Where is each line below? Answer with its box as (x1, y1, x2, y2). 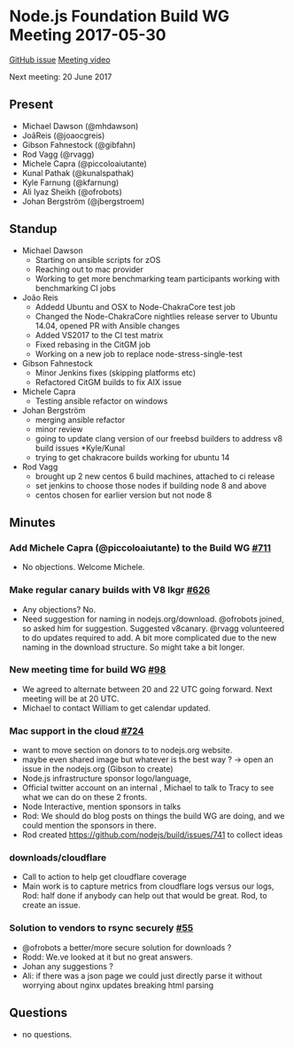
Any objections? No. (21, 604, 96, 614)
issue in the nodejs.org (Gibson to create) (21, 764, 174, 774)
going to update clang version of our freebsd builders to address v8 (35, 433, 283, 443)
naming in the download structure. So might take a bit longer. (21, 642, 245, 652)
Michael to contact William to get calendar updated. (21, 702, 211, 713)
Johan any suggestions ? (21, 960, 113, 971)
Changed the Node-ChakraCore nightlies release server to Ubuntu (35, 311, 278, 321)
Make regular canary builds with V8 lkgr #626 (9, 584, 211, 597)
